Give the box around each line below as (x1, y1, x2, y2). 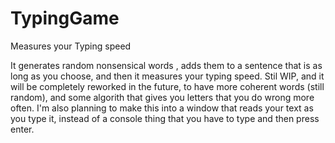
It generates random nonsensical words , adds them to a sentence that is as (10, 59, 323, 71)
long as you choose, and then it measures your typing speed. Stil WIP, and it (10, 70, 325, 82)
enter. (10, 123, 35, 135)
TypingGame (10, 7, 120, 30)
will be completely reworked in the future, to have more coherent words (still (10, 80, 325, 92)
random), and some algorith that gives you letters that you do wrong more (10, 91, 315, 103)
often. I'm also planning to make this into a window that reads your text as (10, 102, 314, 114)
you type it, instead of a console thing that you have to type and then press (10, 112, 320, 124)
